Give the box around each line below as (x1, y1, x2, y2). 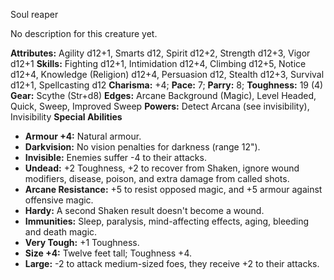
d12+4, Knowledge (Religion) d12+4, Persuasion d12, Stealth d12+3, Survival (10, 69, 325, 80)
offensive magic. (24, 194, 94, 206)
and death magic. (24, 226, 98, 238)
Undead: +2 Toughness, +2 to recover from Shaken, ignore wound (24, 162, 300, 174)
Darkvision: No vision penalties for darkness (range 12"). (24, 141, 261, 153)
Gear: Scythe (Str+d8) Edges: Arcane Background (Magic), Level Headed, (10, 90, 317, 101)
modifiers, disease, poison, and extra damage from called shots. (24, 173, 290, 184)
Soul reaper (10, 9, 59, 20)
